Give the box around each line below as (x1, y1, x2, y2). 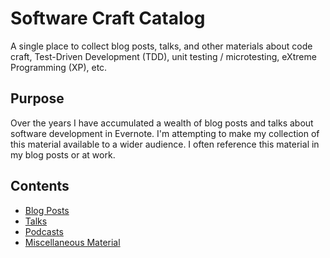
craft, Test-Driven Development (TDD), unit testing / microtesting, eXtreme (10, 50, 317, 62)
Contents (10, 178, 70, 195)
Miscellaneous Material (24, 236, 121, 248)
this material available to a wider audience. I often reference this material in (10, 138, 320, 150)
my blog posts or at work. (10, 148, 116, 161)
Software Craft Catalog (10, 7, 206, 30)
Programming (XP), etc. (10, 61, 108, 73)
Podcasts (24, 225, 64, 237)
